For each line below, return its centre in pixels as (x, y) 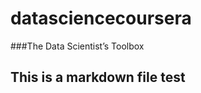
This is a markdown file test (98, 77)
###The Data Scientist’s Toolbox (77, 46)
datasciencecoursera (101, 18)
